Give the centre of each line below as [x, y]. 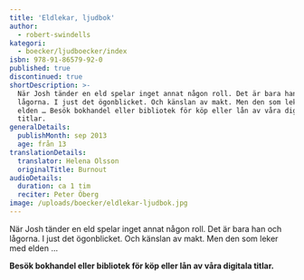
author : [24, 26]
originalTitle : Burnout [62, 169]
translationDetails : [48, 152]
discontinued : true [46, 77]
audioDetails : [36, 178]
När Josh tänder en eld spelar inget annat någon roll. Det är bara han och [146, 228]
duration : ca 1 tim [54, 187]
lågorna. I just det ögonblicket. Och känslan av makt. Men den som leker [144, 238]
